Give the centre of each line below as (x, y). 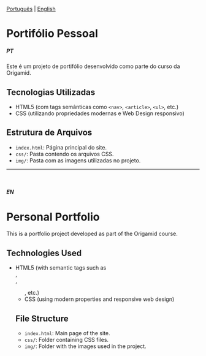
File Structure (42, 318)
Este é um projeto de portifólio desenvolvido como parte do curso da (93, 66)
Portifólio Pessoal (52, 34)
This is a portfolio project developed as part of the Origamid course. (92, 234)
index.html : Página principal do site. (61, 147)
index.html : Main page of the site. (67, 333)
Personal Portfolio (53, 217)
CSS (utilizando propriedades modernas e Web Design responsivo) (100, 113)
